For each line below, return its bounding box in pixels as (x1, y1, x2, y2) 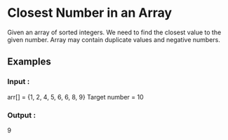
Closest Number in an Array (7, 5, 173, 21)
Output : (7, 110, 36, 120)
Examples (7, 56, 51, 68)
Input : (7, 77, 30, 87)
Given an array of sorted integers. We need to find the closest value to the (7, 28, 222, 36)
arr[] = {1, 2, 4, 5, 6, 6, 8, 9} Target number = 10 (7, 92, 144, 101)
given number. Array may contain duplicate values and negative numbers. (7, 35, 221, 43)
